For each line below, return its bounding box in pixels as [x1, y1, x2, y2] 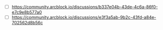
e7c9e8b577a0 [11, 10, 42, 15]
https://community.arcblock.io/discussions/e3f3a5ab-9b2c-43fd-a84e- [11, 14, 157, 20]
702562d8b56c [11, 20, 43, 26]
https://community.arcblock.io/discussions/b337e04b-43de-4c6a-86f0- [11, 4, 158, 10]
